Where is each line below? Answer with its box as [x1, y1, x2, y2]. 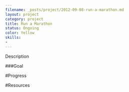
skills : [5, 35, 21, 40]
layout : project [5, 12, 39, 17]
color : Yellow [5, 30, 35, 35]
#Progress [5, 73, 26, 79]
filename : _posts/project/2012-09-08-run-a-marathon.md [5, 7, 124, 12]
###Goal [5, 63, 23, 69]
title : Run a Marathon [5, 21, 52, 26]
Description [5, 53, 29, 59]
